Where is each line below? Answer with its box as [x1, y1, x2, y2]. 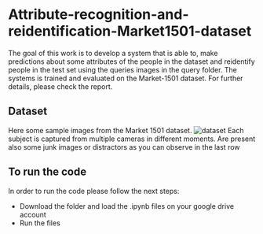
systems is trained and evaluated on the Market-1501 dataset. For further [8, 73, 243, 83]
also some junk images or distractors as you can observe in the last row [8, 142, 241, 151]
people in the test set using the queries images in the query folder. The [8, 65, 238, 74]
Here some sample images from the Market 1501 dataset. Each [8, 125, 244, 135]
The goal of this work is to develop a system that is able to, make [8, 48, 218, 58]
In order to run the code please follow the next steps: [8, 186, 180, 195]
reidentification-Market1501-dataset [8, 22, 252, 40]
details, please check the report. [8, 81, 113, 91]
